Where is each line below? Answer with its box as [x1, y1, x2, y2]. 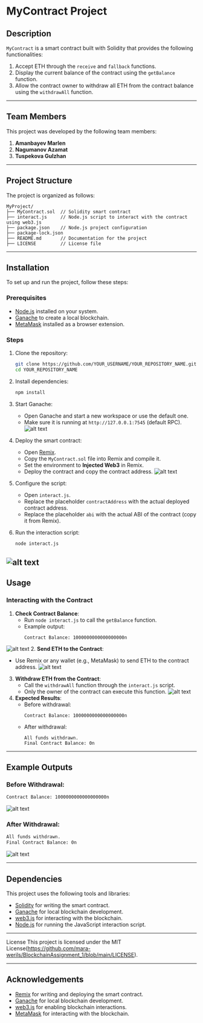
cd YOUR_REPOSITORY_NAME [14, 367, 78, 373]
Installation [6, 262, 50, 273]
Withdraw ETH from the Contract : [14, 675, 101, 682]
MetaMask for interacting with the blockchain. [14, 1010, 130, 1017]
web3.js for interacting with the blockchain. [14, 915, 123, 922]
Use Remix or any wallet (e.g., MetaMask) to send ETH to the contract [14, 656, 189, 664]
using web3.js [6, 219, 42, 225]
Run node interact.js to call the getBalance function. [24, 616, 157, 624]
